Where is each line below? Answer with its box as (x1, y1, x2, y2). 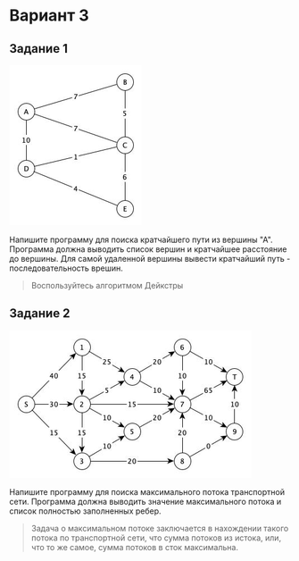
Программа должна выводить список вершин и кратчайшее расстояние (9, 244, 287, 255)
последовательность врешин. (9, 263, 123, 273)
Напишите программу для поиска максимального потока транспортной (9, 486, 286, 497)
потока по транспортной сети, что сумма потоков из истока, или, (30, 532, 282, 543)
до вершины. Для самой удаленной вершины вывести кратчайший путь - (9, 254, 291, 264)
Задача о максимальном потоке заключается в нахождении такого (30, 523, 289, 533)
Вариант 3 (9, 5, 89, 26)
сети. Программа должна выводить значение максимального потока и (9, 496, 282, 507)
